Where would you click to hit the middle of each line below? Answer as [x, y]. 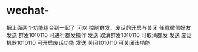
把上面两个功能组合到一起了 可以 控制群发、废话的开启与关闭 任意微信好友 [99, 27]
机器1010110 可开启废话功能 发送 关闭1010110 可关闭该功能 [78, 42]
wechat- [28, 10]
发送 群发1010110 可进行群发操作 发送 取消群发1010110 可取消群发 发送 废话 [99, 35]
